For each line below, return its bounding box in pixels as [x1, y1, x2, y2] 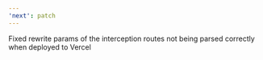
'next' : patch [8, 11, 56, 20]
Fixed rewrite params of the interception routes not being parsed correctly [8, 34, 256, 43]
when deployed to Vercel [8, 42, 91, 52]
